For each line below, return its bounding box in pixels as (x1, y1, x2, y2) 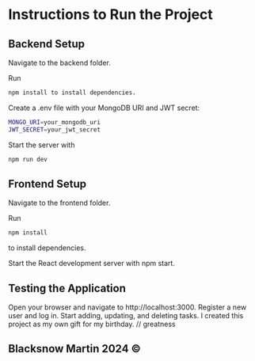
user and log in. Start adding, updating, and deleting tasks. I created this (8, 311, 244, 320)
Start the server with (8, 140, 75, 150)
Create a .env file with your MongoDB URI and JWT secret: (8, 103, 200, 112)
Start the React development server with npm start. (8, 259, 176, 268)
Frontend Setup (8, 177, 87, 191)
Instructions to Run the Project (8, 6, 214, 24)
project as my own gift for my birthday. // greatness (8, 319, 176, 329)
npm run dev (8, 155, 48, 163)
